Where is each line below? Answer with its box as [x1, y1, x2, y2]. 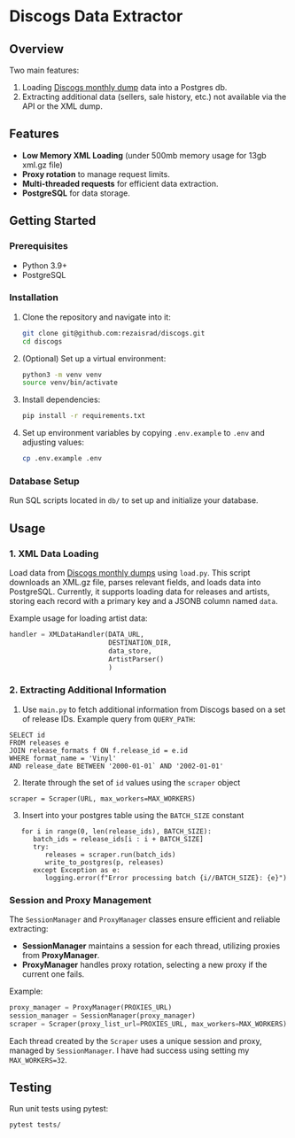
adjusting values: [21, 437, 84, 448]
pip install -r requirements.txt [21, 412, 146, 421]
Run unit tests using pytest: [9, 1103, 109, 1114]
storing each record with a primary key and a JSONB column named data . [9, 596, 278, 607]
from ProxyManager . [21, 950, 100, 960]
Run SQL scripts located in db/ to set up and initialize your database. [9, 495, 259, 506]
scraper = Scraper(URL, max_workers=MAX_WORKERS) [9, 794, 197, 803]
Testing [9, 1080, 52, 1095]
